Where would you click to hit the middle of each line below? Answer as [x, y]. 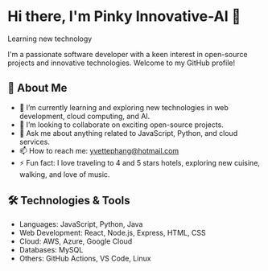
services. [34, 142]
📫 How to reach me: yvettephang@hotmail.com [99, 150]
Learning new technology [50, 39]
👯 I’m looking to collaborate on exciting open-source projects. [122, 125]
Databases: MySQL [51, 249]
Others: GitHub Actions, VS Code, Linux [85, 258]
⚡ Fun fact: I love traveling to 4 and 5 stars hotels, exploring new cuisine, [140, 162]
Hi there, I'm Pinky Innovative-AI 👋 [124, 16]
